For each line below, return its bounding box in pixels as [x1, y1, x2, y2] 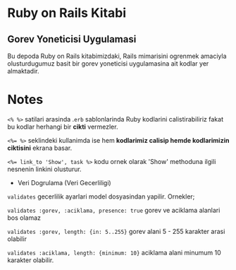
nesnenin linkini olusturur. [7, 165, 82, 173]
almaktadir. [7, 67, 39, 75]
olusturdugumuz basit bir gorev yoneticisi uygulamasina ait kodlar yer [7, 59, 209, 68]
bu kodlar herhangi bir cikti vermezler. [7, 122, 118, 131]
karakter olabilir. [7, 256, 54, 264]
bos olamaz [7, 213, 41, 222]
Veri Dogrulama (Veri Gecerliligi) [17, 178, 111, 187]
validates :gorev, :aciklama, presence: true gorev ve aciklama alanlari [7, 206, 221, 214]
